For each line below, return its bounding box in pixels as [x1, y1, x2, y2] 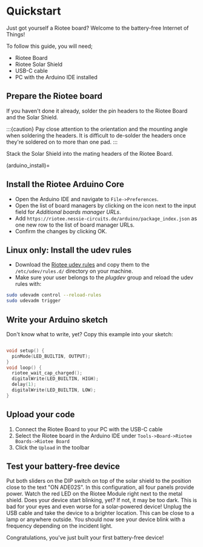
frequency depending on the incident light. [6, 522, 113, 529]
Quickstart [6, 4, 62, 18]
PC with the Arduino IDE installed [15, 73, 98, 81]
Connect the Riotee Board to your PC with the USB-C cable [15, 425, 163, 433]
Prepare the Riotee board [6, 91, 103, 101]
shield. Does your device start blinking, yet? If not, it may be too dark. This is [6, 497, 198, 504]
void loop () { [6, 365, 42, 371]
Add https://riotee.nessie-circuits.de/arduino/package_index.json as [15, 214, 198, 222]
